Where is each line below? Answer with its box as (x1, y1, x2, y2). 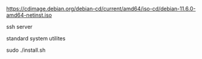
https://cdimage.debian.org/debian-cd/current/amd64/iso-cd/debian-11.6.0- (6, 5, 196, 12)
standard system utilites (6, 35, 66, 42)
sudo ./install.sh (6, 46, 46, 54)
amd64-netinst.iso (6, 11, 52, 19)
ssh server (6, 23, 33, 30)
